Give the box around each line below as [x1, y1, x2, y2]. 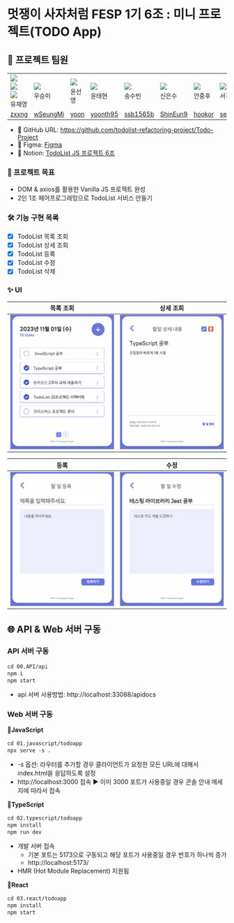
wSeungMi [33, 110, 65, 118]
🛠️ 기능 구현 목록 [7, 212, 59, 222]
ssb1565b [124, 110, 155, 118]
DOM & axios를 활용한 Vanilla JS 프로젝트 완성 [17, 184, 146, 193]
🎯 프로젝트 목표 [7, 168, 55, 177]
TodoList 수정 [17, 259, 56, 267]
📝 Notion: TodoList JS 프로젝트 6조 [17, 148, 115, 157]
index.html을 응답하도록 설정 [17, 769, 96, 778]
